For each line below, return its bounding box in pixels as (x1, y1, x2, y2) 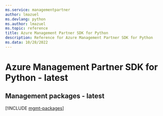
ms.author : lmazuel (5, 21, 46, 26)
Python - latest (5, 72, 68, 83)
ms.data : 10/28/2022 (5, 40, 48, 45)
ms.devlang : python (5, 16, 46, 21)
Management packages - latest (5, 92, 105, 100)
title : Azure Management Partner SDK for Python (5, 30, 108, 35)
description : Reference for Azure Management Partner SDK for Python (5, 35, 153, 40)
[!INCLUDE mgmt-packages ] (5, 105, 64, 111)
